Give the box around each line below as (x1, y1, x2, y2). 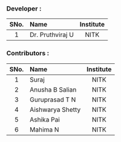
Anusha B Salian (29, 85, 77, 93)
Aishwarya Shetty (29, 105, 81, 114)
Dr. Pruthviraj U (29, 31, 74, 39)
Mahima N (29, 125, 60, 133)
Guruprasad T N (29, 95, 76, 104)
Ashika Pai (29, 115, 60, 124)
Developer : (6, 4, 42, 13)
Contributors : (6, 49, 50, 58)
